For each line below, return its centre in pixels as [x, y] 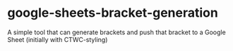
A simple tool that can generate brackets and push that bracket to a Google [116, 32]
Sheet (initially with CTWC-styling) [58, 39]
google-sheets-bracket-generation [113, 13]
